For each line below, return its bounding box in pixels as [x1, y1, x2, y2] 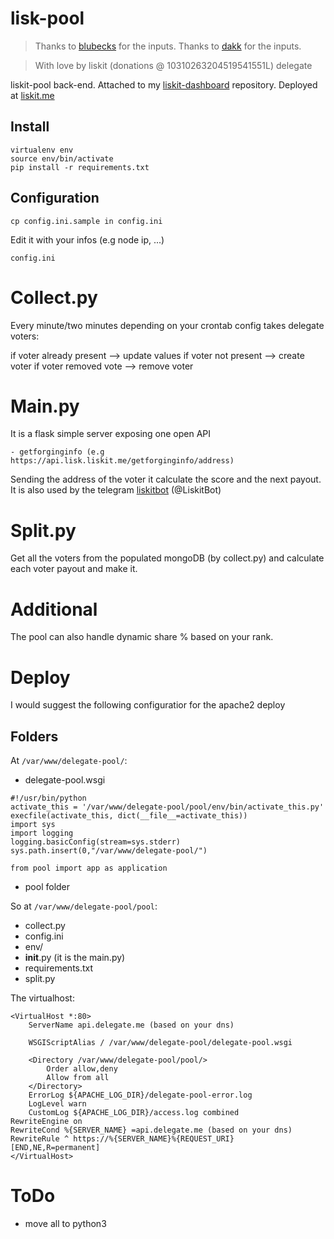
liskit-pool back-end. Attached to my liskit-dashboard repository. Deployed [10, 78, 318, 91]
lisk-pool [10, 7, 85, 30]
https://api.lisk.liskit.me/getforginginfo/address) [10, 456, 235, 466]
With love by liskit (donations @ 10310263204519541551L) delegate [34, 59, 313, 71]
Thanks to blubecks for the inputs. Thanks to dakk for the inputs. [34, 40, 302, 52]
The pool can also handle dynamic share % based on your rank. [10, 631, 274, 643]
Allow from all [46, 1073, 110, 1083]
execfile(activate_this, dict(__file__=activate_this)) [10, 811, 248, 821]
